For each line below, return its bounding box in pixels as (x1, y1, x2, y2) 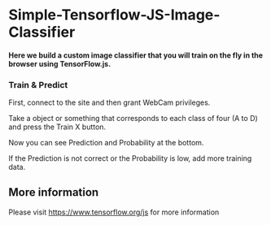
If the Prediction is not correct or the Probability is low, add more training (8, 154, 252, 163)
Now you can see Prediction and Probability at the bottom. (8, 138, 204, 148)
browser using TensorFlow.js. (8, 58, 111, 68)
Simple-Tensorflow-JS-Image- (8, 6, 221, 24)
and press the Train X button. (8, 122, 107, 132)
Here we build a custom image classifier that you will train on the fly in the (8, 50, 263, 60)
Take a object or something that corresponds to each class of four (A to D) (8, 114, 258, 123)
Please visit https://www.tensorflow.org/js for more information (8, 207, 220, 217)
